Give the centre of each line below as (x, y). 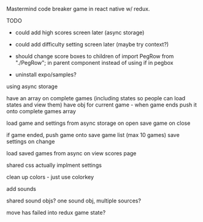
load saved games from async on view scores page (71, 153)
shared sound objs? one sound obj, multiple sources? (74, 201)
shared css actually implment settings (54, 165)
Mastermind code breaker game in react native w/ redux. (78, 9)
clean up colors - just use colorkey (50, 177)
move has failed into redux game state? (56, 213)
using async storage (32, 86)
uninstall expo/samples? (46, 75)
